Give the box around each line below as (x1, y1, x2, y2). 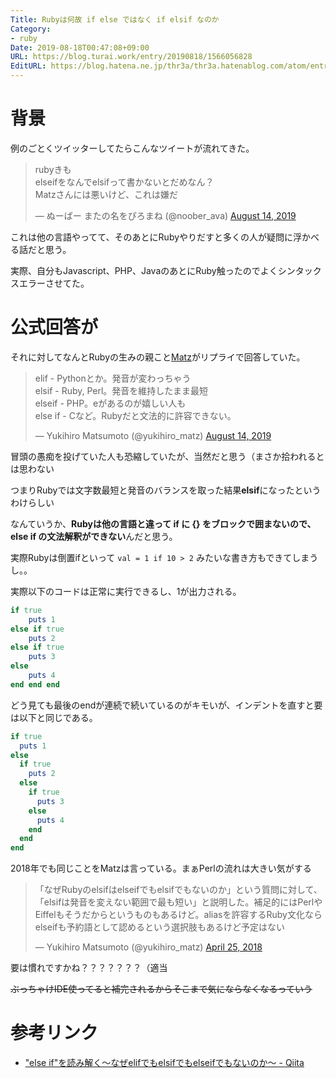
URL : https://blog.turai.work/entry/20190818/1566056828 (10, 52, 253, 62)
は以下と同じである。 (10, 711, 98, 723)
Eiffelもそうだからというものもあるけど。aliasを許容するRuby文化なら (34, 909, 323, 921)
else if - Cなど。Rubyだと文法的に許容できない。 (34, 409, 237, 421)
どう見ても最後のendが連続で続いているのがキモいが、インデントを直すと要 (10, 699, 323, 711)
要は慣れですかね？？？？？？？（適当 (10, 962, 168, 974)
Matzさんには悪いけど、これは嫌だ (34, 188, 178, 200)
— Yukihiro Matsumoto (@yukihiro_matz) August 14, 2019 (34, 429, 272, 441)
